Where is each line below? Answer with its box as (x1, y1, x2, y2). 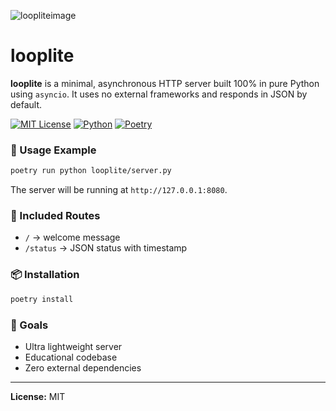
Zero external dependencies (24, 361, 142, 374)
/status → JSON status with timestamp (24, 242, 188, 254)
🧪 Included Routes (10, 209, 101, 223)
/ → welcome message (24, 231, 121, 244)
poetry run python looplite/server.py (10, 166, 172, 176)
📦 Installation (10, 268, 80, 282)
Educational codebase (24, 351, 118, 363)
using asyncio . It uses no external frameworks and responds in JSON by (10, 88, 308, 100)
